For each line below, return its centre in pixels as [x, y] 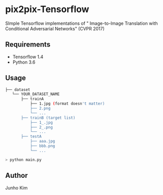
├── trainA [32, 99]
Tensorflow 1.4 [28, 57]
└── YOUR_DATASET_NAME [36, 94]
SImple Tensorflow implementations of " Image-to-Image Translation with [82, 23]
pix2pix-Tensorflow [47, 9]
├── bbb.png [43, 146]
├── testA [31, 137]
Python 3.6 [24, 62]
